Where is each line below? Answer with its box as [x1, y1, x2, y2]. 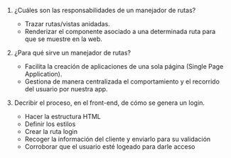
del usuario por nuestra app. [24, 85, 108, 93]
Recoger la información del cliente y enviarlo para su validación [24, 135, 211, 143]
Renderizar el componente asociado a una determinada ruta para [24, 28, 216, 35]
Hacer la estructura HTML [24, 113, 102, 120]
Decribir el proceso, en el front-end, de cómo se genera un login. [14, 98, 205, 107]
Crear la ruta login [24, 128, 78, 135]
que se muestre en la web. [24, 35, 103, 43]
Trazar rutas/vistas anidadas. [24, 20, 110, 28]
